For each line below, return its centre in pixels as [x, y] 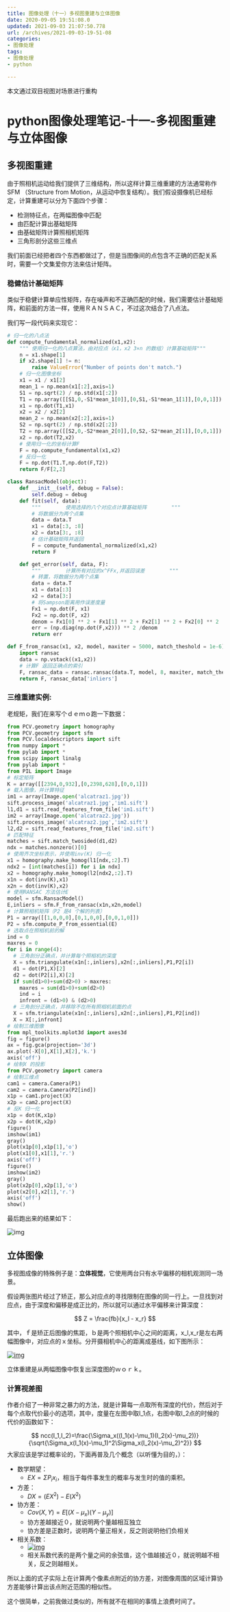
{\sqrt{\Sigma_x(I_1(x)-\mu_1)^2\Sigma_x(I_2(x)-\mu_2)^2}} [110, 1443]
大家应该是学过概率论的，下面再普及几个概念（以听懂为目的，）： [97, 1454]
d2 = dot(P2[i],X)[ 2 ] [44, 975]
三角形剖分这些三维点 [47, 241]
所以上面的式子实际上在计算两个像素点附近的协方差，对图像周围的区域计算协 [115, 1578]
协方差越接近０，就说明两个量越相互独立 [84, 1522]
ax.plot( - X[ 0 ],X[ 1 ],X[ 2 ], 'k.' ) [52, 1052]
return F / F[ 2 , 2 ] [43, 469]
